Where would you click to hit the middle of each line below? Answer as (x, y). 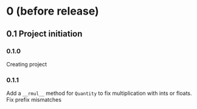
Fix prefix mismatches (34, 100)
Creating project (27, 64)
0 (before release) (53, 11)
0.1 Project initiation (44, 34)
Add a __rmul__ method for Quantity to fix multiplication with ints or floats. (99, 93)
